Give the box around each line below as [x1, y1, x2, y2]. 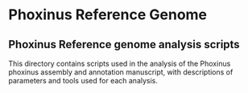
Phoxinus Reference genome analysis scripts [8, 38, 240, 51]
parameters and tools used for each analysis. [8, 76, 159, 85]
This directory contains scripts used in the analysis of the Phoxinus [8, 59, 231, 68]
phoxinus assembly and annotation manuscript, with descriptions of [8, 67, 234, 77]
